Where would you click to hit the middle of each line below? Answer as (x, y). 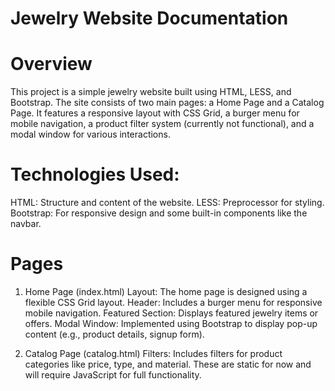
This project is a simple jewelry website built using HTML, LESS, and (151, 92)
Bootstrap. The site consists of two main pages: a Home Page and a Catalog (167, 103)
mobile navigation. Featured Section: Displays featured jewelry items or (171, 313)
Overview (51, 64)
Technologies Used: (95, 174)
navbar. (26, 224)
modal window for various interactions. (90, 134)
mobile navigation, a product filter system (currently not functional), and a (162, 124)
